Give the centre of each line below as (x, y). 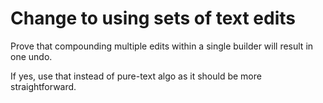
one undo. (31, 56)
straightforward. (43, 86)
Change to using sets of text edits (153, 18)
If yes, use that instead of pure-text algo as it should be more (136, 76)
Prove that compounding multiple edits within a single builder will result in (162, 46)
